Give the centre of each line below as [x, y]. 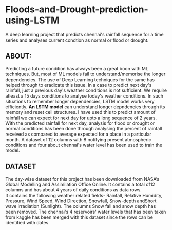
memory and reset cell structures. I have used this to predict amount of [80, 112]
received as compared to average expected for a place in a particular [78, 134]
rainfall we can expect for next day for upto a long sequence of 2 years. [81, 118]
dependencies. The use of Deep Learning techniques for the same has [80, 79]
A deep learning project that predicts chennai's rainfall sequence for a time [84, 34]
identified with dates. [27, 222]
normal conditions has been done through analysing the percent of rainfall [84, 128]
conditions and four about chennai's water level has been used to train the [84, 145]
